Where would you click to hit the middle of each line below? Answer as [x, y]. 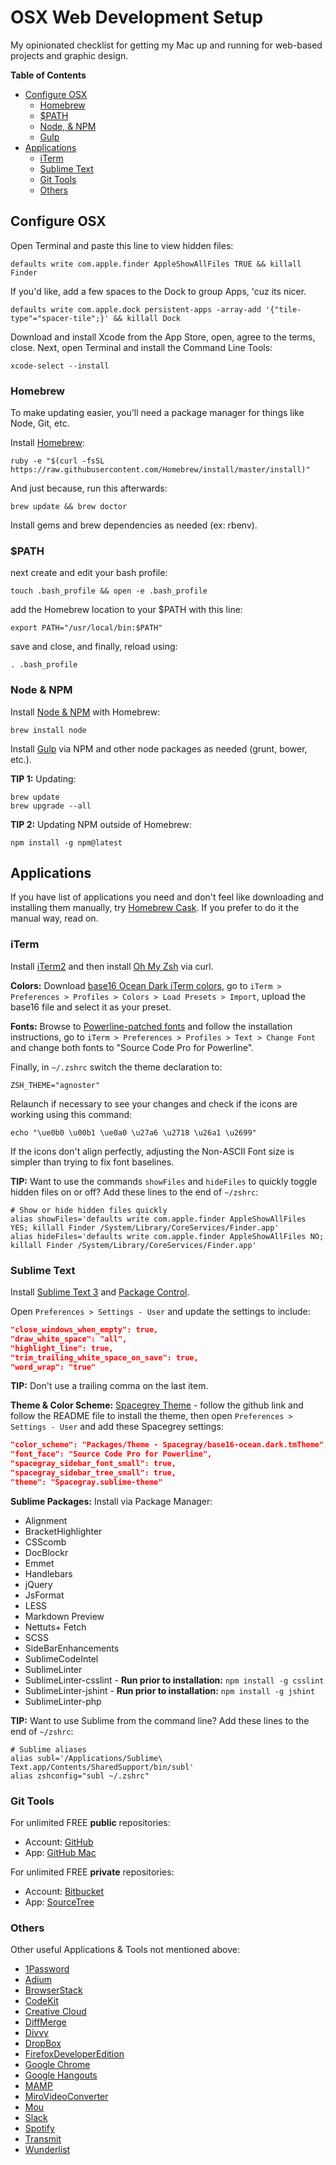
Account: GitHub [59, 1842]
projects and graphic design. [69, 55]
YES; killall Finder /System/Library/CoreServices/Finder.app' [145, 1227]
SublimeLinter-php [63, 1701]
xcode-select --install [60, 366]
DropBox [43, 2043]
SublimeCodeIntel [61, 1658]
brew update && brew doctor [69, 507]
